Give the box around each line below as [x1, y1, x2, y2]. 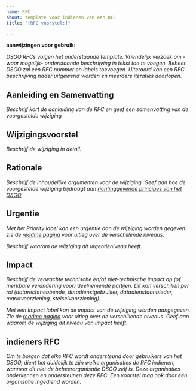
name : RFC [6, 8, 31, 15]
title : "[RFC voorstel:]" [6, 20, 71, 26]
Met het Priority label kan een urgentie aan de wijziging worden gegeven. [6, 224, 187, 231]
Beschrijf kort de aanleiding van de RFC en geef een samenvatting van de [6, 106, 189, 113]
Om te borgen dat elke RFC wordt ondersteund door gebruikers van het [6, 353, 182, 360]
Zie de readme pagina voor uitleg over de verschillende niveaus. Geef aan [6, 313, 189, 320]
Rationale [6, 163, 42, 173]
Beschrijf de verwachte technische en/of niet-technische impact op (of [6, 276, 181, 283]
